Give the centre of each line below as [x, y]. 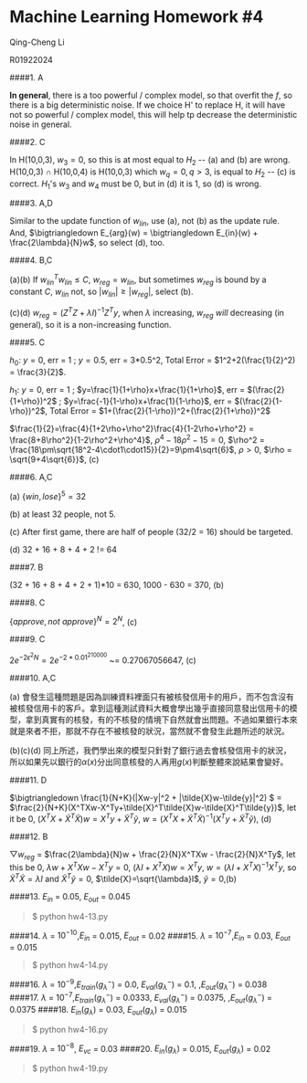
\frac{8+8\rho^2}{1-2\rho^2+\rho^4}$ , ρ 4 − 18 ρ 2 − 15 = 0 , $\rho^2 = [137, 439]
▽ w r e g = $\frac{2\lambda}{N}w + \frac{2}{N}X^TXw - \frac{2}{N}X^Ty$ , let [153, 855]
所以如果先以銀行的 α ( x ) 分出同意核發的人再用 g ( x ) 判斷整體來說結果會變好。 [149, 762]
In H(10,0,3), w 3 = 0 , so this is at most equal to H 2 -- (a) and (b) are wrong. [150, 160]
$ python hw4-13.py [69, 916]
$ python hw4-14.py [70, 964]
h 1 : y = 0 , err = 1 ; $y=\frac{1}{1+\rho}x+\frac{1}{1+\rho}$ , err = [127, 390]
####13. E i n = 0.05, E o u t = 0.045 [70, 897]
